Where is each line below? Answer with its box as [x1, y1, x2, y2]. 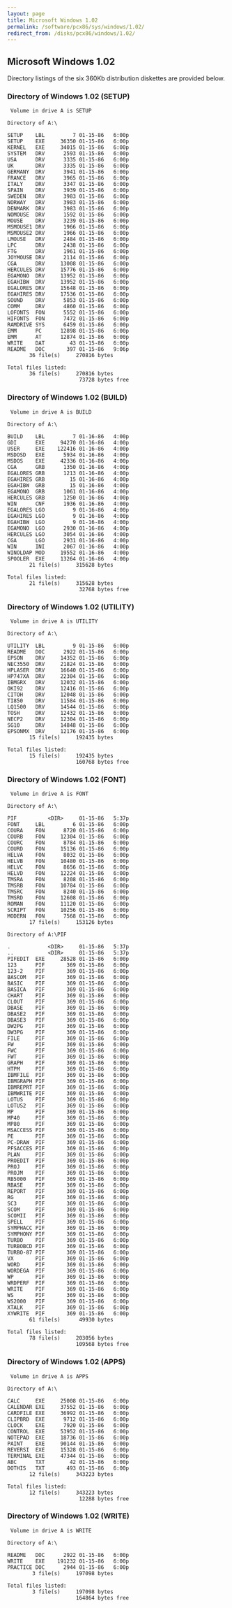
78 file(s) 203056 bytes [29, 1335, 114, 1342]
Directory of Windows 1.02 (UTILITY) [7, 602, 134, 611]
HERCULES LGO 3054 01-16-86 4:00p [7, 530, 130, 538]
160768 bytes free [75, 758, 130, 765]
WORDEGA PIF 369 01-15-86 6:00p [7, 1268, 130, 1275]
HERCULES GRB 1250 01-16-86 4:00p [7, 494, 130, 501]
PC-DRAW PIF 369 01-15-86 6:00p [7, 1139, 130, 1146]
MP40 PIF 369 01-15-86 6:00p [7, 1115, 130, 1122]
